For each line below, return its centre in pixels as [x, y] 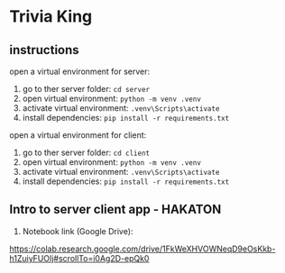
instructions [44, 50]
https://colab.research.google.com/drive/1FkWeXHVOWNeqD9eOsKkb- [142, 249]
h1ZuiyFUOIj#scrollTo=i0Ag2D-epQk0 [79, 258]
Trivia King [51, 17]
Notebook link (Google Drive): [78, 231]
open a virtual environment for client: [78, 135]
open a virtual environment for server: [80, 71]
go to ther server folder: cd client [86, 152]
